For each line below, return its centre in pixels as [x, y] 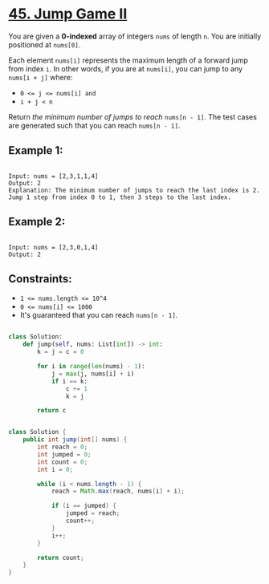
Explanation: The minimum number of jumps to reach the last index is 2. [134, 190]
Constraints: [40, 279]
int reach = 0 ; [63, 447]
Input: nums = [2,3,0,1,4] [53, 247]
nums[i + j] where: [41, 77]
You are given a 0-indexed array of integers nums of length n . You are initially [135, 36]
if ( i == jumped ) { [84, 506]
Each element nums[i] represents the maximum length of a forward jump [128, 60]
